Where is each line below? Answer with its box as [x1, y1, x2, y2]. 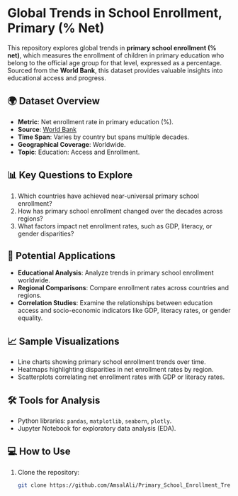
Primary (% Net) [7, 20, 105, 36]
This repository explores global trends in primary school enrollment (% [7, 43, 217, 52]
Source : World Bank [17, 125, 77, 133]
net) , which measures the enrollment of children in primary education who [7, 51, 225, 60]
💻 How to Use [7, 446, 71, 458]
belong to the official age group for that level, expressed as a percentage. [7, 58, 222, 67]
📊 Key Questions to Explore [7, 169, 133, 182]
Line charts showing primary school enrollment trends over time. [17, 358, 207, 366]
